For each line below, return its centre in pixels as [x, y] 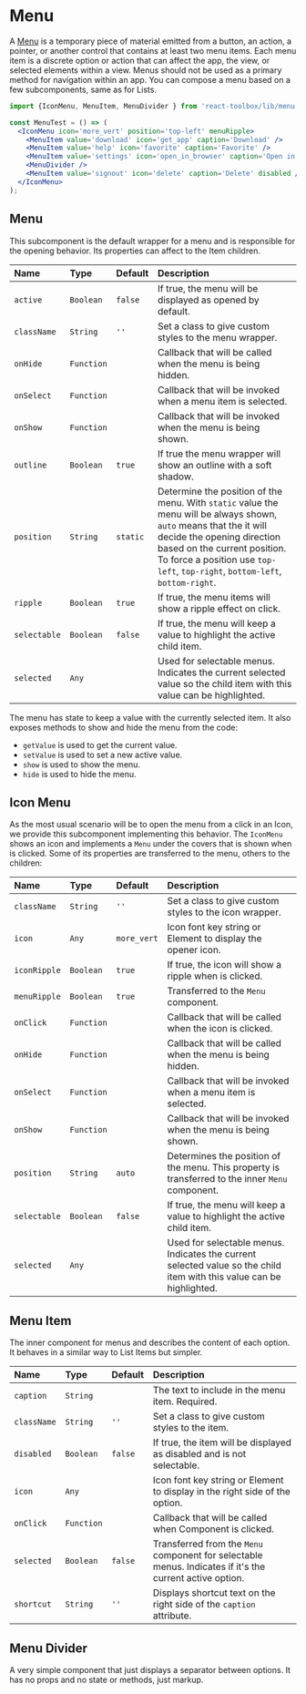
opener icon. [194, 950]
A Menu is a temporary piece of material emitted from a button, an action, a [151, 41]
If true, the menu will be [208, 288]
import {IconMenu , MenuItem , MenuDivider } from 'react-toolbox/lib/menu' [154, 106]
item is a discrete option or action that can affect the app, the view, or [140, 60]
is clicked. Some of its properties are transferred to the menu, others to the [150, 854]
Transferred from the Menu [208, 1544]
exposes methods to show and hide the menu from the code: [124, 727]
